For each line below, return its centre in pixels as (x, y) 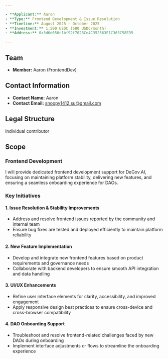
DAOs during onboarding (38, 340)
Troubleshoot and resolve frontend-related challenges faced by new (83, 335)
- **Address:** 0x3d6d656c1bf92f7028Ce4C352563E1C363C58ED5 (69, 33)
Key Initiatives (23, 196)
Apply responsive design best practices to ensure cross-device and (82, 307)
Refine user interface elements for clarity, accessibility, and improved (84, 296)
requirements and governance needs (51, 263)
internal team (26, 224)
